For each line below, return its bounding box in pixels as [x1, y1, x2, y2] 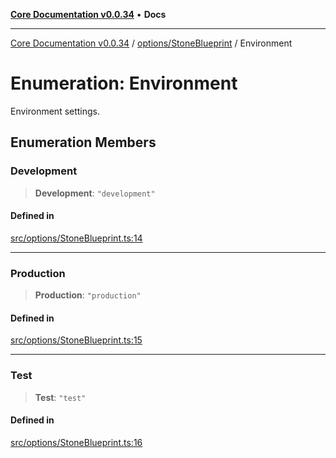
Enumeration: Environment [10, 72, 238, 95]
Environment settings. [10, 105, 101, 117]
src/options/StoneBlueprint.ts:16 [10, 436, 143, 448]
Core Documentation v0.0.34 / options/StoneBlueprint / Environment [10, 37, 293, 49]
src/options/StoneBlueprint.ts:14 [10, 232, 143, 244]
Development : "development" [34, 187, 156, 199]
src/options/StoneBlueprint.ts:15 [10, 334, 143, 346]
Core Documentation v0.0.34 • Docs [10, 9, 167, 20]
